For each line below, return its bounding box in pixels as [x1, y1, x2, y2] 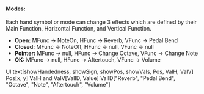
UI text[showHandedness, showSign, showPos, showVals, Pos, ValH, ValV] [5, 68, 194, 76]
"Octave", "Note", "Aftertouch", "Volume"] [5, 81, 111, 89]
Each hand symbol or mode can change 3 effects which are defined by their [5, 18, 197, 26]
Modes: [5, 5, 26, 12]
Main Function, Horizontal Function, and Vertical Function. [5, 25, 152, 32]
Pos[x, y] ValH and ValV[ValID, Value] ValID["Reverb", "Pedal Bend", [5, 74, 175, 82]
